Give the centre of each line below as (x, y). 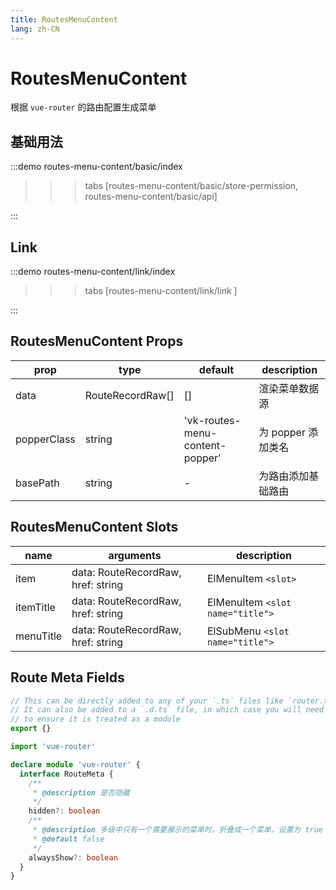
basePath (37, 483)
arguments (135, 555)
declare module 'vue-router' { (75, 764)
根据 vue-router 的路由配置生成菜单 (83, 107)
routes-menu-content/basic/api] (151, 197)
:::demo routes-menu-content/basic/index (96, 167)
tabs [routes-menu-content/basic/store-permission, (191, 186)
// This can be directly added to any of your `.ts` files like (147, 701)
